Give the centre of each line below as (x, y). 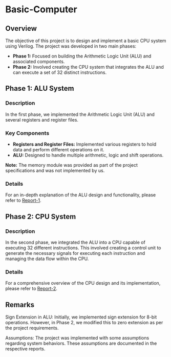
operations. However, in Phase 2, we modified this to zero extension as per (84, 323)
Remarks (20, 304)
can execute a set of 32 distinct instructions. (60, 72)
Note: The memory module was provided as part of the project (72, 165)
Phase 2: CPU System (41, 216)
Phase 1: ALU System (40, 88)
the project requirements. (32, 328)
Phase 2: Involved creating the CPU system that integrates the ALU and (88, 67)
